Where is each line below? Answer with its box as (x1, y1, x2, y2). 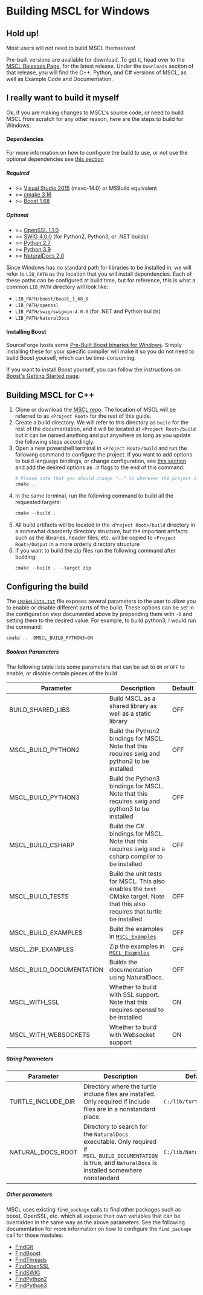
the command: (6, 623, 42, 631)
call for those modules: (6, 1232, 63, 1239)
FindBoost (14, 1250, 41, 1257)
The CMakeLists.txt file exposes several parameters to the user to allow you (6, 597, 196, 605)
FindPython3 (14, 1282, 47, 1289)
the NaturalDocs (83, 1130, 129, 1138)
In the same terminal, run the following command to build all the (14, 492, 174, 499)
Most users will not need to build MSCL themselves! (6, 44, 136, 51)
